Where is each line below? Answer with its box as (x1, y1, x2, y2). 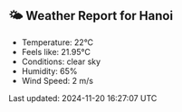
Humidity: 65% (21, 65, 78, 76)
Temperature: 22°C (21, 36, 94, 48)
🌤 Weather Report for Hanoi (8, 8, 174, 23)
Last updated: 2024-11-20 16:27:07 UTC (8, 92, 158, 103)
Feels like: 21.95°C (21, 46, 91, 57)
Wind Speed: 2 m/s (21, 75, 94, 86)
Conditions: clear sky (21, 56, 101, 67)
